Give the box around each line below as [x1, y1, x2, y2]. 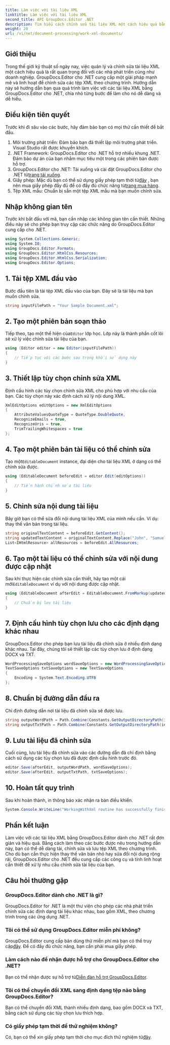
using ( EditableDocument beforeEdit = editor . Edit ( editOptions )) [5, 473, 146, 479]
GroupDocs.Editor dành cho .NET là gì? [5, 891, 103, 898]
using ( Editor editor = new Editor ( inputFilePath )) [5, 346, 116, 351]
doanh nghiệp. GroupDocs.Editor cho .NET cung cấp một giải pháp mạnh [5, 74, 158, 80]
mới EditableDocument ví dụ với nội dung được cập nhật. [5, 581, 120, 587]
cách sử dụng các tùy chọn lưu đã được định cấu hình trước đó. [5, 755, 138, 761]
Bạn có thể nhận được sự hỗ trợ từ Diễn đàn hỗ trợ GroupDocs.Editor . [5, 974, 148, 980]
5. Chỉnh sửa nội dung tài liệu [5, 502, 99, 511]
